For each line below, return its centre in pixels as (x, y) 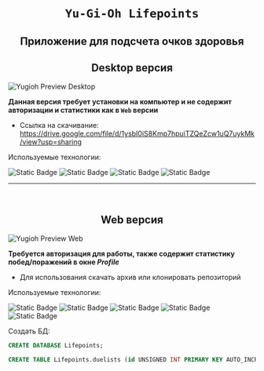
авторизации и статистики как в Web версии (83, 110)
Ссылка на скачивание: (59, 125)
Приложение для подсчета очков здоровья (132, 41)
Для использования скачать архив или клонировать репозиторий (130, 278)
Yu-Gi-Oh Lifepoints (132, 14)
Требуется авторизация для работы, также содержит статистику (122, 254)
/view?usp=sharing (51, 142)
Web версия (132, 219)
